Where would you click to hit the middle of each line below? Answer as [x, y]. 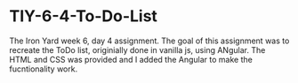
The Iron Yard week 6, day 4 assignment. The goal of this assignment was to [149, 41]
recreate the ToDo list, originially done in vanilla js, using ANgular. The [137, 49]
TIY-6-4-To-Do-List [84, 16]
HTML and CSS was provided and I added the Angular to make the [131, 59]
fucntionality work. [44, 69]
